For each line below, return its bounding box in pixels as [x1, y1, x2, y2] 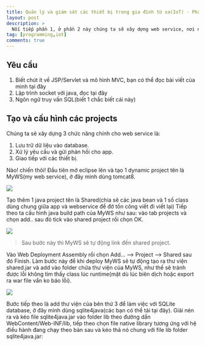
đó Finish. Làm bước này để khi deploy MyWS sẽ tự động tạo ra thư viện [6, 257, 188, 265]
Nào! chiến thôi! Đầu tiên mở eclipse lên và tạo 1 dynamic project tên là [6, 166, 184, 174]
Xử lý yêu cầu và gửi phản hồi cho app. [15, 148, 114, 155]
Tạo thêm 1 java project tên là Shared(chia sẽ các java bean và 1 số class [6, 196, 189, 204]
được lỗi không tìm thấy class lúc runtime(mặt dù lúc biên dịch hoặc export [6, 270, 194, 278]
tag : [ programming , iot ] [6, 32, 67, 38]
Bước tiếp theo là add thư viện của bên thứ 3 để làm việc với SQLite [6, 300, 176, 307]
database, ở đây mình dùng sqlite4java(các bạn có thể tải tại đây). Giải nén [6, 306, 194, 314]
